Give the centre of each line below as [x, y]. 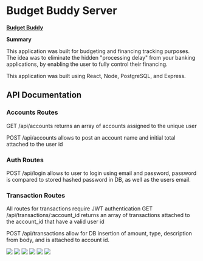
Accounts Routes [32, 112]
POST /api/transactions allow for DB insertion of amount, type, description [99, 234]
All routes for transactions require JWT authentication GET [80, 209]
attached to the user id [35, 144]
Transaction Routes [36, 195]
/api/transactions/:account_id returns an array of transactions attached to [98, 215]
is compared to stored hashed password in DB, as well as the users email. [99, 179]
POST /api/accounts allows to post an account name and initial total [91, 137]
